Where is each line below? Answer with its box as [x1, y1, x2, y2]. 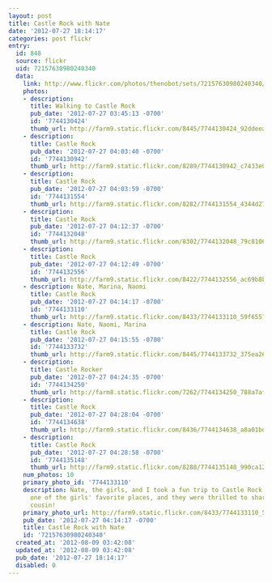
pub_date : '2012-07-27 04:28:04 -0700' [29, 410, 164, 419]
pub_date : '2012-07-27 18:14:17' [15, 554, 129, 562]
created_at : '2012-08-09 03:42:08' [15, 539, 136, 547]
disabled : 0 [15, 561, 57, 569]
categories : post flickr [8, 34, 92, 43]
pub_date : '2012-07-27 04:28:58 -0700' [29, 448, 164, 457]
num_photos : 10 [23, 471, 74, 479]
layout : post [8, 11, 53, 20]
